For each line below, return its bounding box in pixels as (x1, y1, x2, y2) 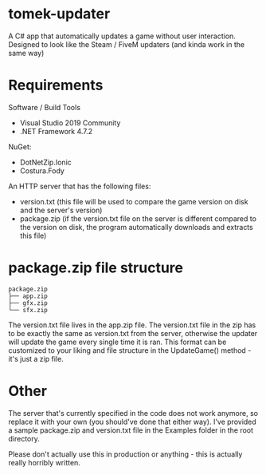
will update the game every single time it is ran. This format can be (8, 337, 227, 346)
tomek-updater (8, 5, 111, 23)
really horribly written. (8, 457, 81, 467)
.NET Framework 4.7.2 (19, 126, 93, 136)
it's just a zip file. (8, 354, 64, 363)
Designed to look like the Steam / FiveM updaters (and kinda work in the (8, 39, 245, 49)
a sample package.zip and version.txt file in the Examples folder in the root (8, 425, 253, 435)
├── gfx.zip (8, 299, 48, 307)
